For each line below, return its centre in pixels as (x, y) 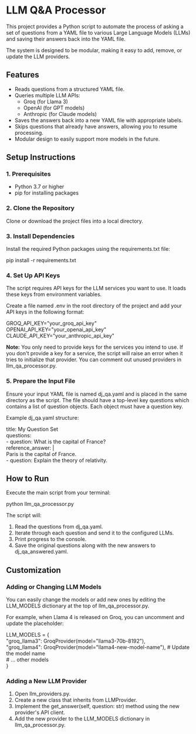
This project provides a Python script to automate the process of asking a (95, 26)
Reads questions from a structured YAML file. (70, 89)
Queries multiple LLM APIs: (47, 95)
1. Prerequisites (28, 174)
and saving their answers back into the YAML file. (66, 39)
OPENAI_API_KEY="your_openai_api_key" (56, 329)
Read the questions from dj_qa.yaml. (59, 527)
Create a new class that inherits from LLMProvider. (76, 700)
